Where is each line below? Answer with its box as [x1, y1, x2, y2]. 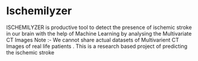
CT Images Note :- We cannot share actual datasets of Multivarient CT [6, 36, 180, 43]
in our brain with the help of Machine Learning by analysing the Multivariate [6, 30, 192, 37]
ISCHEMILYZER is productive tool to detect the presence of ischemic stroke [6, 24, 192, 31]
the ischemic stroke [6, 49, 55, 56]
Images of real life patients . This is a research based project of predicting [6, 43, 188, 50]
